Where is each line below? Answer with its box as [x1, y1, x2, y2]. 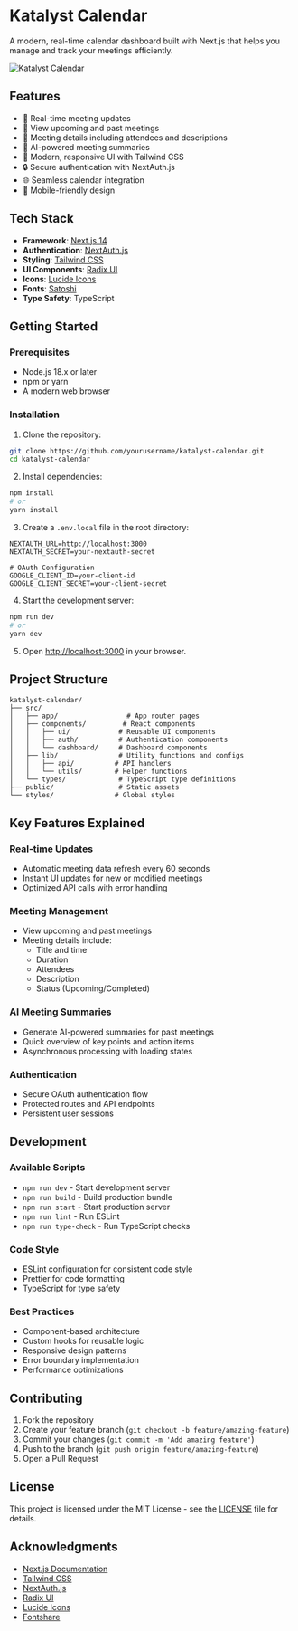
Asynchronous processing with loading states [22, 1045, 193, 1056]
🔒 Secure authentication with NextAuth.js [22, 161, 176, 172]
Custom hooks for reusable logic [22, 1336, 144, 1347]
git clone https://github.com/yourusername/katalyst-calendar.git [9, 446, 265, 455]
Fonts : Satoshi [22, 282, 77, 294]
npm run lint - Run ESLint [22, 1210, 120, 1222]
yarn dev [9, 629, 42, 638]
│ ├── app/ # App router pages [9, 711, 200, 720]
